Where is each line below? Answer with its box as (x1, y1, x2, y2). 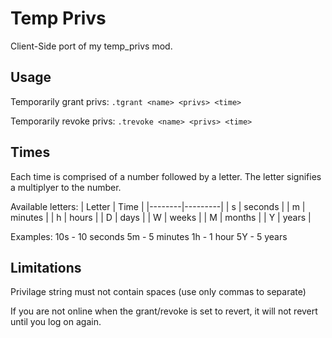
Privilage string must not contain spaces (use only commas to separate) (10, 286, 307, 298)
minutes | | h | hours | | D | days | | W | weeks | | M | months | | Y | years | (10, 211, 312, 223)
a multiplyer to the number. (10, 181, 122, 193)
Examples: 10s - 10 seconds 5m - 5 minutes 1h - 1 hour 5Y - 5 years (10, 230, 288, 242)
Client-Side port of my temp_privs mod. (10, 40, 173, 52)
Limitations (10, 259, 82, 276)
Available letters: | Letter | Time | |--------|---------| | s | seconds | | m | (10, 200, 306, 212)
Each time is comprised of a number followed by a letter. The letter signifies (10, 170, 322, 182)
